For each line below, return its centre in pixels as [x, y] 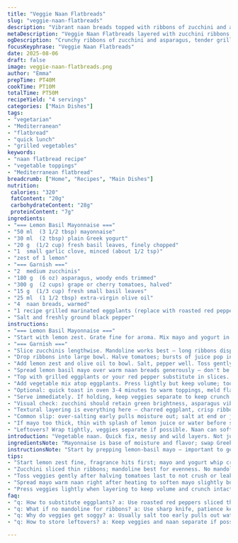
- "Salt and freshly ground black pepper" [71, 318]
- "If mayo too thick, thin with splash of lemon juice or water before [117, 423]
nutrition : [23, 185]
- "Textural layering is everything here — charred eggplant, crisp [110, 410]
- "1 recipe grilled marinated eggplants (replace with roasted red [110, 311]
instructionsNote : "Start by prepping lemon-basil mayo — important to [115, 449]
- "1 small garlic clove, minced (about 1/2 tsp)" [85, 252]
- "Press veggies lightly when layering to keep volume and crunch [109, 489]
